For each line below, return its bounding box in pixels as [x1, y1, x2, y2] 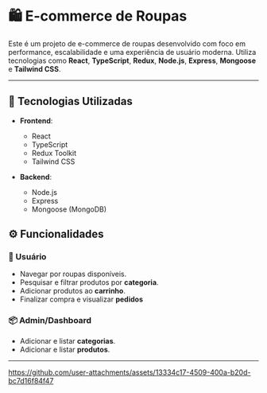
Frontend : [19, 115, 53, 125]
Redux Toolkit [31, 148, 77, 158]
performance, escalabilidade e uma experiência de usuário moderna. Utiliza [8, 47, 257, 56]
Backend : [19, 172, 52, 181]
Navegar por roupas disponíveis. [19, 269, 127, 279]
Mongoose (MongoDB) [31, 204, 107, 214]
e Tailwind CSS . [8, 64, 61, 73]
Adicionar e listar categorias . [19, 336, 116, 345]
